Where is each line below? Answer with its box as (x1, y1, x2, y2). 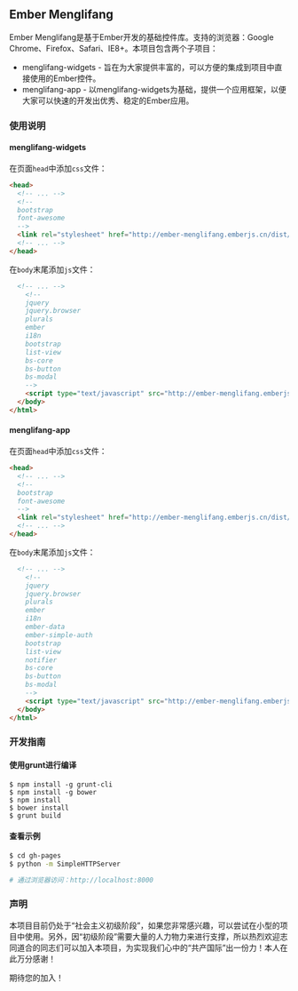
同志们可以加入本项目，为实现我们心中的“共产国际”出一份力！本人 (39, 942, 281, 953)
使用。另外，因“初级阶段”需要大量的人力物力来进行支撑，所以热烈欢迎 (24, 931, 281, 941)
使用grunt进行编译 (9, 760, 77, 771)
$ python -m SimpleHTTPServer (9, 859, 122, 868)
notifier (25, 655, 58, 665)
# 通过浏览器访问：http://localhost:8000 (9, 875, 153, 884)
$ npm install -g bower (9, 787, 98, 796)
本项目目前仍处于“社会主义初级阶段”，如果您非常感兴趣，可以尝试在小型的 (9, 920, 281, 931)
